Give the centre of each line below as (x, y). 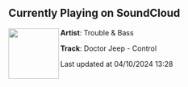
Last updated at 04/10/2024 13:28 (117, 64)
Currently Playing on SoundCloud (94, 13)
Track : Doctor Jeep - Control (109, 48)
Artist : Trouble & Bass (97, 32)
